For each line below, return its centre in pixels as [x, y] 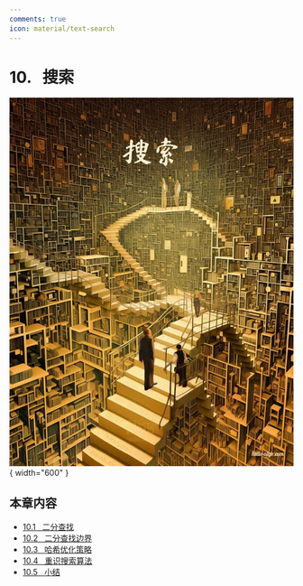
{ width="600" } [39, 472]
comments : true [38, 19]
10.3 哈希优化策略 [57, 549]
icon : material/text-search [62, 28]
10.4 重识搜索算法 [57, 561]
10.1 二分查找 [48, 526]
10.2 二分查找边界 [57, 538]
